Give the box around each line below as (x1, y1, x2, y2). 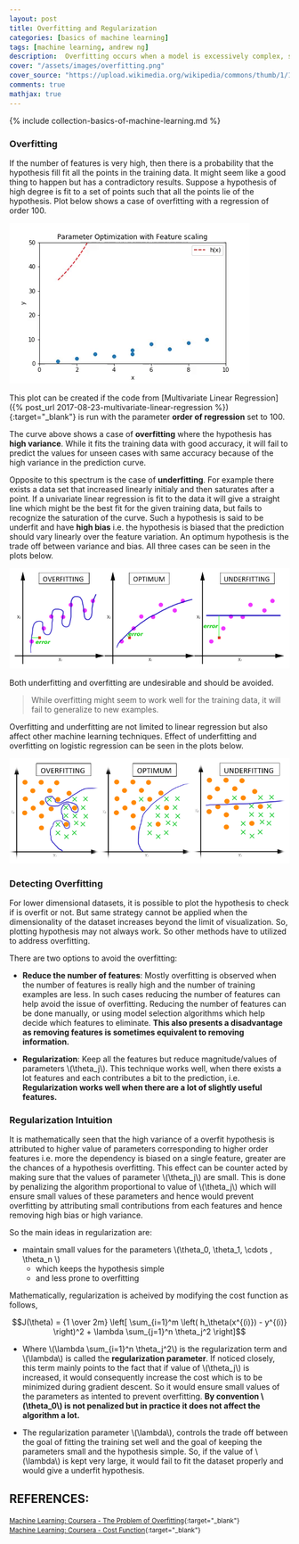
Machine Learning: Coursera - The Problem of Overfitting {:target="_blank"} (9, 1516, 240, 1525)
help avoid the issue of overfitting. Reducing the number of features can (21, 998, 287, 1009)
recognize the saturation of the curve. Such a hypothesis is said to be (9, 512, 264, 523)
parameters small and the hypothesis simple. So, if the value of (21, 1446, 254, 1457)
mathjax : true (9, 89, 62, 98)
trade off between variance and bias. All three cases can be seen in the (9, 541, 271, 551)
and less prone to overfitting (35, 1273, 140, 1284)
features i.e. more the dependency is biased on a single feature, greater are (9, 1153, 287, 1164)
